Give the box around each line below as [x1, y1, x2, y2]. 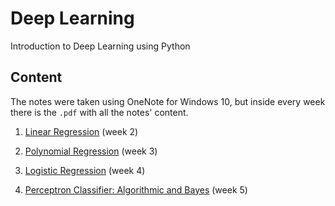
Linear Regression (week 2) [24, 125, 139, 137]
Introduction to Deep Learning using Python [10, 40, 191, 52]
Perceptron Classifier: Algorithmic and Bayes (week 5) [24, 183, 248, 196]
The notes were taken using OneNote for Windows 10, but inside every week [10, 95, 326, 107]
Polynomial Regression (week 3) [24, 145, 158, 157]
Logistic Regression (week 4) [24, 164, 146, 176]
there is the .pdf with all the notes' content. [10, 106, 189, 118]
